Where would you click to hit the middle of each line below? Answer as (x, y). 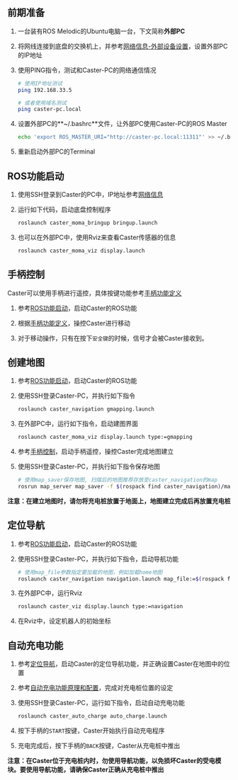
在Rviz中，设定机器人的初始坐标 (64, 621)
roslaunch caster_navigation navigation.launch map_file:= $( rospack (121, 579)
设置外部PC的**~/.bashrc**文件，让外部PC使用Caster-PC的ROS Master (123, 124)
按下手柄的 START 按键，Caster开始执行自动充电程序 (91, 730)
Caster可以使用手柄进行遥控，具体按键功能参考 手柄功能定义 (95, 293)
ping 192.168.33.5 (45, 90)
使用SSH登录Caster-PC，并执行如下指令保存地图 (89, 466)
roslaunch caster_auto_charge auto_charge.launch (92, 716)
